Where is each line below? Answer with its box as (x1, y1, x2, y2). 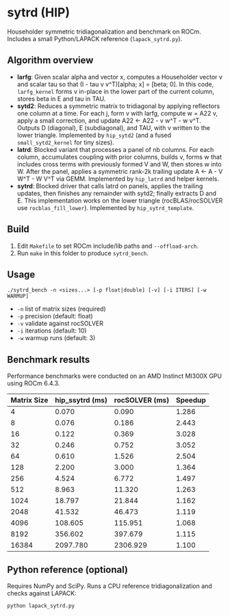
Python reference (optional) (7, 563, 129, 576)
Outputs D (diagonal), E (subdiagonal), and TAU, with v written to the (16, 123, 211, 131)
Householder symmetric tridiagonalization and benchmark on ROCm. (7, 27, 202, 36)
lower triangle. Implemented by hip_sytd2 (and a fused (16, 131, 172, 139)
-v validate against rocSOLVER (16, 320, 104, 328)
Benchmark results (7, 354, 90, 365)
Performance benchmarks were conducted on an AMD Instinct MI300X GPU (7, 372, 222, 381)
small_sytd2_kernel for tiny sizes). (16, 138, 114, 146)
